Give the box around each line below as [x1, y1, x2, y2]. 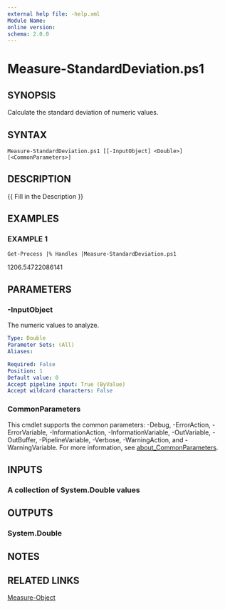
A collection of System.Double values [7, 485, 140, 495]
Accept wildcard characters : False [7, 387, 113, 395]
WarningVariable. [7, 443, 58, 452]
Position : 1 [7, 368, 43, 375]
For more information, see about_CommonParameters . [59, 443, 219, 452]
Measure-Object [7, 593, 56, 602]
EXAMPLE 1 [7, 234, 48, 244]
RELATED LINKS [7, 574, 80, 586]
